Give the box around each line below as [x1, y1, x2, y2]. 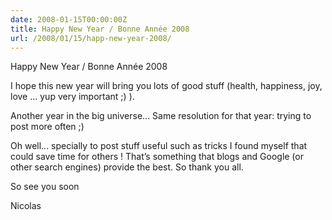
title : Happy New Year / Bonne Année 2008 [10, 24, 190, 34]
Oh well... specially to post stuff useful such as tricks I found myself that [10, 140, 308, 152]
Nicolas [10, 200, 42, 212]
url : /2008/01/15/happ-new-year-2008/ [10, 33, 172, 43]
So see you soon [10, 181, 80, 193]
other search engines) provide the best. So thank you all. [10, 161, 244, 173]
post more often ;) [10, 121, 85, 133]
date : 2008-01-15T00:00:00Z [10, 14, 128, 25]
